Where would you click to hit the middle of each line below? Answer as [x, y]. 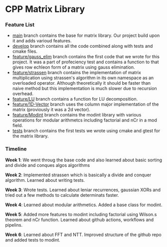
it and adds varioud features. [42, 41]
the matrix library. [30, 136]
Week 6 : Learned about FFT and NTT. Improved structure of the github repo [83, 235]
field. [18, 125]
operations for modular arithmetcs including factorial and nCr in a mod [84, 120]
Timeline [16, 149]
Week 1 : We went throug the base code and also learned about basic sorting [84, 160]
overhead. [23, 94]
